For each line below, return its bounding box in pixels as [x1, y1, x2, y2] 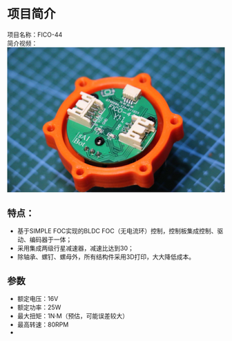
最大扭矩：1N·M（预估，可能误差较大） [17, 312, 129, 320]
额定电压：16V [17, 295, 59, 303]
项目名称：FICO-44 [7, 30, 63, 39]
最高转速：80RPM [17, 320, 69, 329]
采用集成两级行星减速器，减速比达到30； [17, 244, 135, 253]
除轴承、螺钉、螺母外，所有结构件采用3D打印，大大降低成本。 [17, 253, 195, 261]
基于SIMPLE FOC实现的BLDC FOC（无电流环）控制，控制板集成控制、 [17, 227, 217, 235]
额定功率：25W [17, 303, 61, 311]
